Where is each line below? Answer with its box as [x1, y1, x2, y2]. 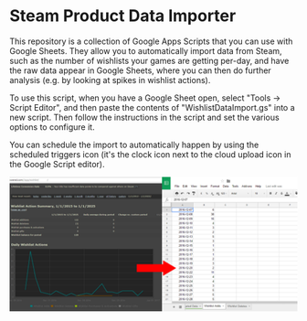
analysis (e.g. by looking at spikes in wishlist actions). [9, 74, 211, 85]
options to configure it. [9, 121, 95, 133]
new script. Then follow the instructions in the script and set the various [9, 112, 281, 123]
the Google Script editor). [9, 158, 105, 169]
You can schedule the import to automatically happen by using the [9, 139, 259, 150]
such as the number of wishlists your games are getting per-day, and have [9, 55, 290, 66]
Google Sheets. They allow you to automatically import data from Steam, [9, 45, 282, 56]
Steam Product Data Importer [9, 5, 237, 27]
